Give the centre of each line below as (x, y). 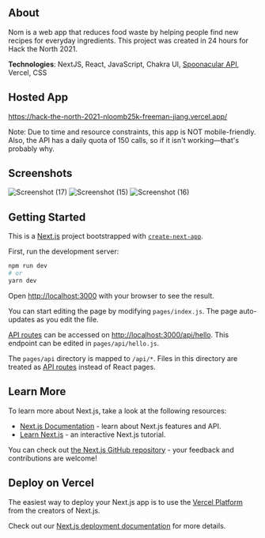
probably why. (32, 149)
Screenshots (40, 173)
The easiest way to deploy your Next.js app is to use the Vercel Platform (126, 502)
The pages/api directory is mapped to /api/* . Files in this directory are (123, 358)
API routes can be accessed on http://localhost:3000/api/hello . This (119, 334)
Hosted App (38, 98)
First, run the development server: (64, 251)
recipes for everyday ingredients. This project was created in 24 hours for (129, 40)
